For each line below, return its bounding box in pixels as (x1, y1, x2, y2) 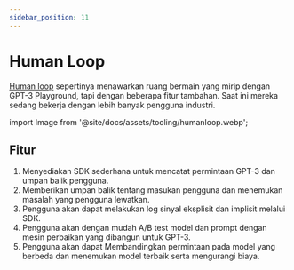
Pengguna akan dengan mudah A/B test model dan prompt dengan (21, 223, 268, 234)
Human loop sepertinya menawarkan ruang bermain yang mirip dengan (9, 81, 271, 91)
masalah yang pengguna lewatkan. (21, 195, 150, 205)
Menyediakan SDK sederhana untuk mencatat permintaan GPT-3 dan (21, 166, 275, 177)
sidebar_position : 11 (9, 12, 90, 22)
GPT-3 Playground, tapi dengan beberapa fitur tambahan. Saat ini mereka (9, 90, 278, 100)
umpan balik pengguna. (21, 175, 109, 187)
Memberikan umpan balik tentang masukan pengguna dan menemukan (21, 185, 283, 195)
